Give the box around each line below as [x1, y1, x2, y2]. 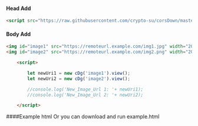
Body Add [6, 30, 31, 38]
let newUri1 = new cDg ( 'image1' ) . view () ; [27, 70, 131, 76]
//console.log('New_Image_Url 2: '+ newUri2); [27, 92, 144, 98]
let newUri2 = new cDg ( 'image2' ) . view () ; [27, 75, 131, 82]
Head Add [6, 5, 31, 12]
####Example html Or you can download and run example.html [6, 113, 160, 120]
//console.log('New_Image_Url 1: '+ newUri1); [27, 86, 144, 92]
